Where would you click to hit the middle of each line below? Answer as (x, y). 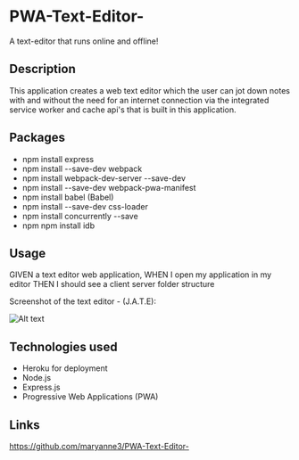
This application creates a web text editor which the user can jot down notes (149, 90)
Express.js (41, 387)
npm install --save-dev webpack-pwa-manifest (109, 187)
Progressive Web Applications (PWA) (90, 397)
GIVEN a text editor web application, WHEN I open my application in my (141, 275)
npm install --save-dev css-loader (85, 206)
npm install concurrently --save (80, 216)
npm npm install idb (58, 226)
